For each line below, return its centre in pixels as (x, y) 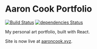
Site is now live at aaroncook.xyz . (39, 41)
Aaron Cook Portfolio (48, 9)
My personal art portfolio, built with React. (48, 32)
